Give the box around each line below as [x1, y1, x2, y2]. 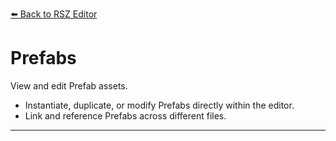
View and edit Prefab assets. [10, 79, 128, 92]
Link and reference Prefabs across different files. [24, 109, 227, 122]
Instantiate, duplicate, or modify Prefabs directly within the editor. [24, 99, 295, 111]
